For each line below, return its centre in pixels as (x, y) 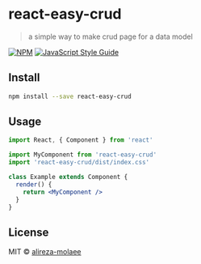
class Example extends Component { (68, 177)
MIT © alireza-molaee (45, 252)
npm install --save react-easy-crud (70, 96)
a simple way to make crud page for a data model (111, 36)
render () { (34, 184)
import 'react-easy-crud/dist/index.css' (79, 163)
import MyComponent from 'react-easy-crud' (83, 155)
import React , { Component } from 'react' (81, 140)
